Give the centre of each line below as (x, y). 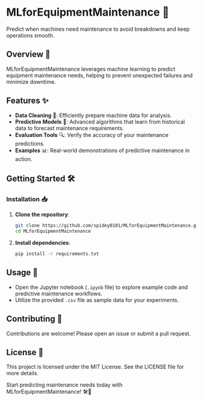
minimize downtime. (31, 81)
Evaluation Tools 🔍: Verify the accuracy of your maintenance (92, 134)
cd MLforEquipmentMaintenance (53, 232)
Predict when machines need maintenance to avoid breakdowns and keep (98, 29)
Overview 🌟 (28, 55)
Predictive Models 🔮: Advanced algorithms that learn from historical (100, 122)
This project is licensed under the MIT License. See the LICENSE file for (95, 367)
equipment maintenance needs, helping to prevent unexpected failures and (99, 75)
